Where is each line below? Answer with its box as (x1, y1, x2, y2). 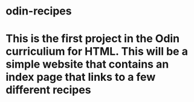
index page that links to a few (5, 71, 156, 84)
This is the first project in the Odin (5, 32, 180, 46)
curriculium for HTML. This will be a (5, 45, 189, 59)
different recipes (5, 83, 91, 97)
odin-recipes (5, 4, 72, 18)
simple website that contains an (5, 57, 169, 71)
